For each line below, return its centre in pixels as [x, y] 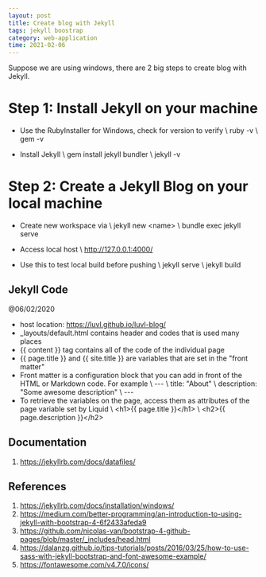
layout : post [30, 16]
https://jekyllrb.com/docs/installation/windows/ [97, 505]
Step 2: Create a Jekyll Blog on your [128, 187]
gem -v [32, 139]
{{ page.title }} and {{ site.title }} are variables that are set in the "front [134, 358]
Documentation [48, 442]
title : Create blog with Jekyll [62, 23]
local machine [56, 203]
